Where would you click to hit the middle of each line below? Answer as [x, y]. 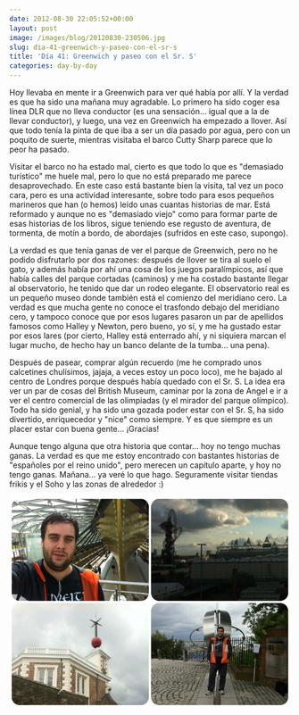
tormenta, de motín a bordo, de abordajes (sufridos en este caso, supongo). [149, 233]
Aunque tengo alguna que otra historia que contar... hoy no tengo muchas [145, 446]
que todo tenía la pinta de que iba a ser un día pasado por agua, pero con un [150, 130]
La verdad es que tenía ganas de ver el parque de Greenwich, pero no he [144, 250]
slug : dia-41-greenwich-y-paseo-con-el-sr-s [93, 47]
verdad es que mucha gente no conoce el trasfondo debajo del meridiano [144, 307]
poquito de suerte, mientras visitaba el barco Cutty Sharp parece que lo [141, 140]
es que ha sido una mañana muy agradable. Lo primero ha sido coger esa [145, 102]
